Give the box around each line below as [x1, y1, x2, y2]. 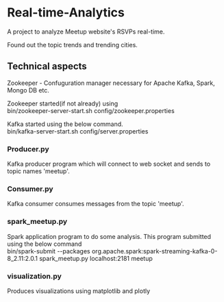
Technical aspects [7, 60, 87, 73]
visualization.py [7, 271, 62, 281]
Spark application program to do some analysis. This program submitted [7, 232, 211, 240]
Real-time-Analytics [7, 5, 125, 21]
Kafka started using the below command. [7, 120, 123, 128]
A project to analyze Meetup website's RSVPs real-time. [7, 27, 165, 36]
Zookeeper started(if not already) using [7, 99, 119, 108]
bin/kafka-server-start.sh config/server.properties [7, 127, 149, 135]
